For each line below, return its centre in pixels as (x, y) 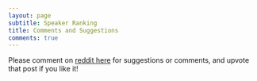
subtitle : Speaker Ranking (53, 23)
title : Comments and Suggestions (63, 30)
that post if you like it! (44, 69)
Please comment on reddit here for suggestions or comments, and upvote (129, 60)
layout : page (30, 15)
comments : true (33, 38)
